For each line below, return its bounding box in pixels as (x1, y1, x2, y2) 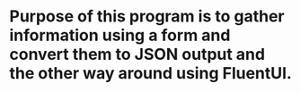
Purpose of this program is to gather (9, 6, 285, 27)
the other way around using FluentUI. (9, 63, 292, 84)
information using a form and (9, 25, 231, 46)
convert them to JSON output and (9, 45, 266, 64)
